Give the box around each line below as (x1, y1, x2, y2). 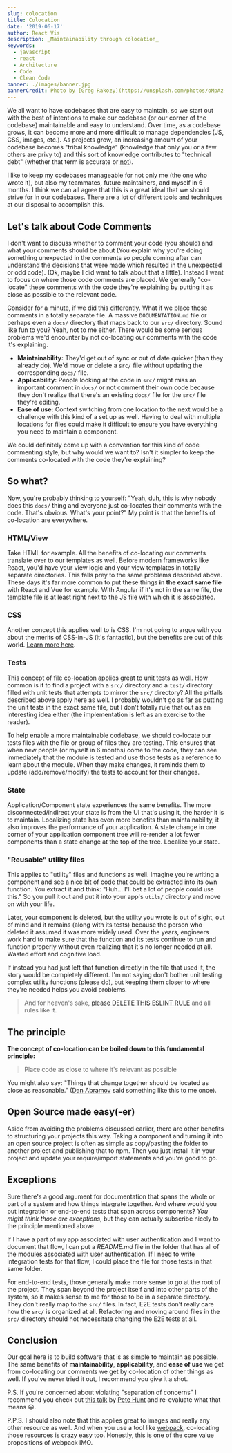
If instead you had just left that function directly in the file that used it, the (7, 963, 215, 972)
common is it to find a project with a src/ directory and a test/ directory (7, 681, 213, 689)
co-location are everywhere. (7, 516, 88, 524)
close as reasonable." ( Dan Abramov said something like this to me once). (7, 1086, 217, 1095)
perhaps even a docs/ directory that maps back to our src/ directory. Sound (7, 318, 223, 326)
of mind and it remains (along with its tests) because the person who (7, 920, 202, 929)
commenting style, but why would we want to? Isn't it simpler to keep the (7, 447, 215, 456)
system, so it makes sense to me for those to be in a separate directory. (7, 1293, 211, 1301)
